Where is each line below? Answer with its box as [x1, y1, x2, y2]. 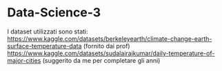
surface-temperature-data [7, 42, 82, 50]
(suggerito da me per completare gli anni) [42, 56, 161, 64]
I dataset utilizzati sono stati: [7, 27, 88, 35]
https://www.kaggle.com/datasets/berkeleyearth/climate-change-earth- [7, 34, 212, 42]
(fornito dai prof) [83, 42, 130, 50]
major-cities [7, 56, 41, 64]
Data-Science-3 [7, 5, 101, 20]
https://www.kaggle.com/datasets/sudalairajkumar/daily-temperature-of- [7, 49, 215, 57]
